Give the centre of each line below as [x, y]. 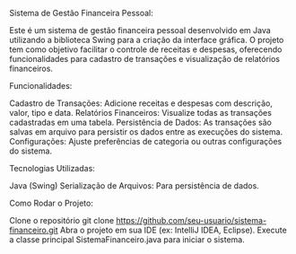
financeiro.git [34, 230]
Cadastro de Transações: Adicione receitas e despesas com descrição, [141, 103]
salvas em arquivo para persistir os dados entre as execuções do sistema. [146, 132]
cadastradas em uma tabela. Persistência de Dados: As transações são [140, 122]
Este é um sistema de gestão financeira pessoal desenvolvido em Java [140, 30]
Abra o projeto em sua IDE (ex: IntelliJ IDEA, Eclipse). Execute [173, 230]
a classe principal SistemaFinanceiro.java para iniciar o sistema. [127, 240]
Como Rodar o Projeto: [52, 203]
